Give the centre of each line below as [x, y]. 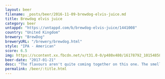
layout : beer [18, 10]
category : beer [21, 23]
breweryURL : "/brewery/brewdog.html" [44, 42]
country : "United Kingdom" [33, 32]
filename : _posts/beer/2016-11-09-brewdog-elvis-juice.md [66, 14]
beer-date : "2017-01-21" [30, 60]
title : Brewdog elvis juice [34, 19]
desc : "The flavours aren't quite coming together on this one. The [77, 64]
